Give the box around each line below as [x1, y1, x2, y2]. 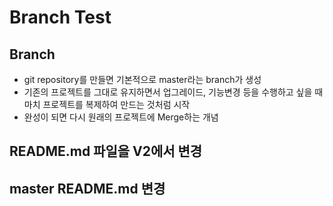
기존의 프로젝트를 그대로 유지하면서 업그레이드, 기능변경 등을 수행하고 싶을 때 [23, 86, 324, 98]
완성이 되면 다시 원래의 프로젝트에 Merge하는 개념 [23, 111, 219, 123]
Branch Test [9, 6, 112, 29]
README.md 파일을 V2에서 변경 [9, 143, 203, 160]
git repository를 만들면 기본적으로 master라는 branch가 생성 [23, 74, 262, 85]
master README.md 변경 [9, 180, 166, 197]
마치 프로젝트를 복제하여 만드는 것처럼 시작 [23, 99, 191, 110]
